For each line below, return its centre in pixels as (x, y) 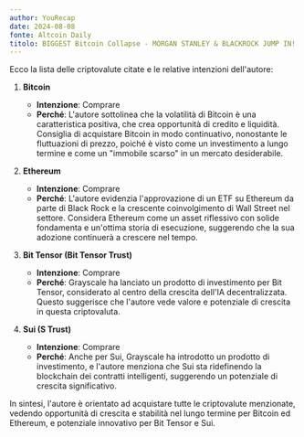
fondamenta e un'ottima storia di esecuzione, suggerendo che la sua (165, 228)
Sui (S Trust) (47, 329)
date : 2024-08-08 (42, 27)
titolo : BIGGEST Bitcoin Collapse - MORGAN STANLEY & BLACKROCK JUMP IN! (153, 43)
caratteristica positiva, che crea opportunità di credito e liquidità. (158, 124)
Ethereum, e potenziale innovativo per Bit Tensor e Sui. (113, 423)
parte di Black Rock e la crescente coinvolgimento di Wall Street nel (163, 208)
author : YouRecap (42, 18)
